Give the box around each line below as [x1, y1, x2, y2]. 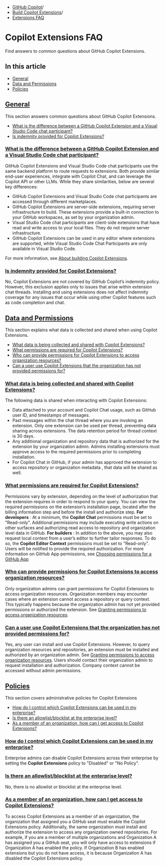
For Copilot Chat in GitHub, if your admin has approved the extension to [12, 459, 157, 465]
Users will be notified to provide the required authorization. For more [5, 545, 144, 551]
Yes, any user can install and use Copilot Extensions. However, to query [5, 641, 150, 647]
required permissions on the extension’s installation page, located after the [5, 504, 156, 510]
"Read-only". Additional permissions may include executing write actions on [5, 519, 159, 525]
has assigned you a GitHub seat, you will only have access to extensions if [5, 839, 156, 845]
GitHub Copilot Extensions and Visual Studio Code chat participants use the [5, 162, 158, 169]
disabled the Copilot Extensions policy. [5, 855, 83, 861]
